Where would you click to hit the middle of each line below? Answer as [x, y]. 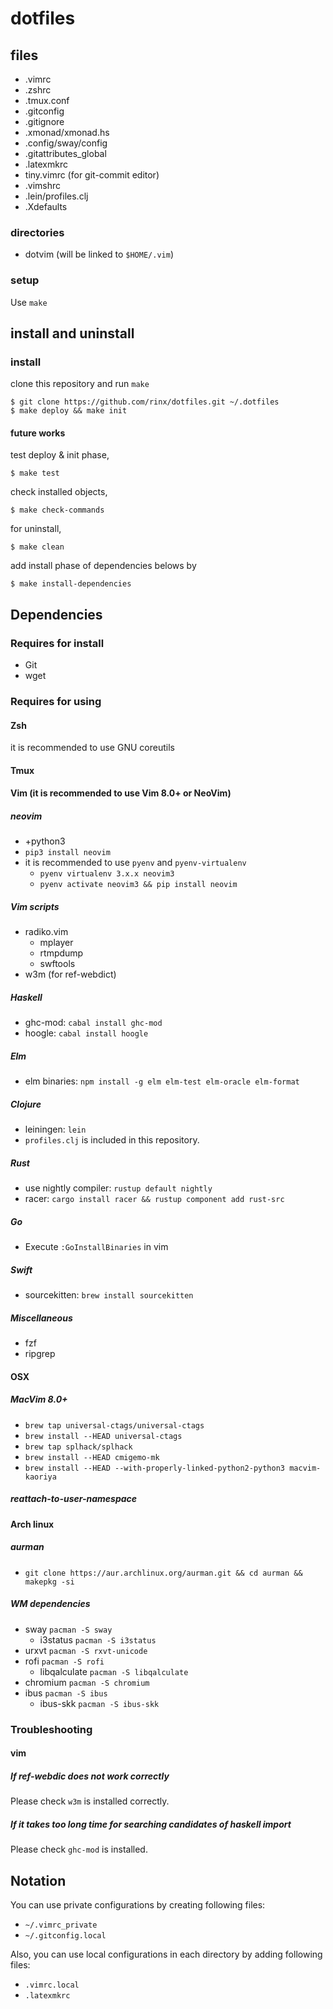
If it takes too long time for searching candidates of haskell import [151, 1824]
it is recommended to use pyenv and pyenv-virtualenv [135, 863]
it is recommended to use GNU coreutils [92, 748]
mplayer [56, 943]
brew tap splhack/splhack [78, 1447]
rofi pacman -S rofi [64, 1661]
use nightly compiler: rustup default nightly [118, 1188]
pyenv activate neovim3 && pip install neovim [138, 885]
